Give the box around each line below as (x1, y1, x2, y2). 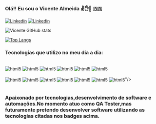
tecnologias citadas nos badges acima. (5, 112, 100, 119)
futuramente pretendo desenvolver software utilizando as (5, 106, 145, 113)
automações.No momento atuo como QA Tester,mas (5, 100, 132, 107)
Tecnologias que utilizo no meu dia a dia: (5, 49, 103, 56)
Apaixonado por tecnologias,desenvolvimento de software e (5, 94, 152, 101)
